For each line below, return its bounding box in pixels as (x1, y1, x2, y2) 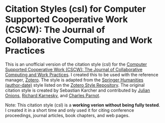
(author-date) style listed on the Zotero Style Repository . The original (5, 82, 145, 88)
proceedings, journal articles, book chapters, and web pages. (5, 112, 130, 118)
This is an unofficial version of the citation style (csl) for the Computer (5, 61, 147, 67)
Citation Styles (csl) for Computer (5, 3, 146, 15)
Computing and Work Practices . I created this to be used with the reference (5, 72, 159, 77)
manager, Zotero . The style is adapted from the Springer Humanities (5, 77, 144, 83)
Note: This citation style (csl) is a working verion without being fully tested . (5, 102, 160, 108)
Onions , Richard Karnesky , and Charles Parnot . (5, 92, 100, 98)
